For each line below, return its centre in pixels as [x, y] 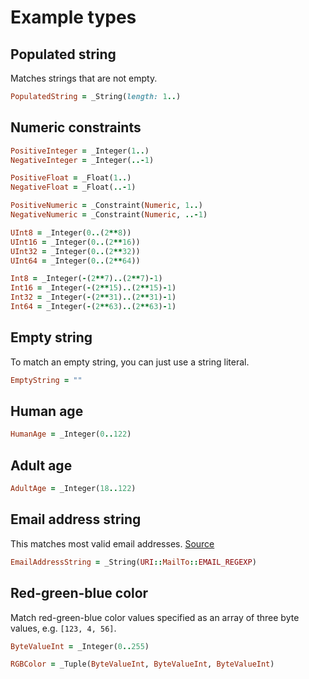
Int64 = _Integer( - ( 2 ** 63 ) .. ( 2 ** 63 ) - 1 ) [93, 307]
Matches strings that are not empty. [84, 78]
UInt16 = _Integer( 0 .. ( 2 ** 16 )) [75, 242]
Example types [73, 17]
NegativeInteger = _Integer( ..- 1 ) [82, 160]
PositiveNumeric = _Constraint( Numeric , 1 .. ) [106, 206]
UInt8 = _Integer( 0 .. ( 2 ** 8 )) [71, 232]
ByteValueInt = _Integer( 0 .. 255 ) [80, 646]
